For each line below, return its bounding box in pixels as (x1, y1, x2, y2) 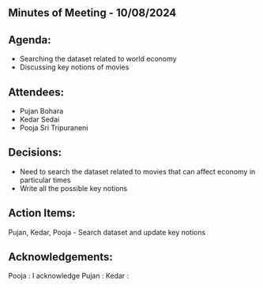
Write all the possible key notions (19, 183, 128, 193)
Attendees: (8, 85, 65, 99)
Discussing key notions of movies (19, 62, 130, 72)
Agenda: (8, 33, 51, 47)
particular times (19, 175, 71, 185)
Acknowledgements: (8, 250, 113, 264)
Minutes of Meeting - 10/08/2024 (8, 6, 177, 20)
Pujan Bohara (19, 107, 64, 116)
